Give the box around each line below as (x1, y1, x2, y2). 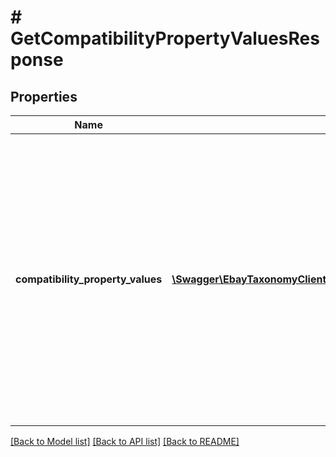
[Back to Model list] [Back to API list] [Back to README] (10, 436, 240, 447)
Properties (10, 88, 78, 105)
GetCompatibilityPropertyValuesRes (10, 27, 320, 50)
